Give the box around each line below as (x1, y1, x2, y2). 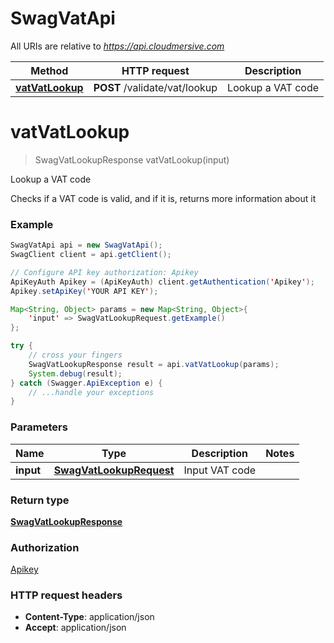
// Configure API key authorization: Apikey (10, 267, 199, 277)
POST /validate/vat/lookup (93, 80, 218, 94)
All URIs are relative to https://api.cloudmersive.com (10, 40, 225, 52)
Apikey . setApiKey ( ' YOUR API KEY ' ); (10, 286, 159, 296)
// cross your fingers (28, 350, 123, 361)
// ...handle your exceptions (28, 387, 155, 397)
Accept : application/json (24, 622, 127, 634)
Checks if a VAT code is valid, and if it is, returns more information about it (10, 192, 317, 204)
